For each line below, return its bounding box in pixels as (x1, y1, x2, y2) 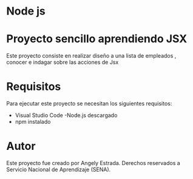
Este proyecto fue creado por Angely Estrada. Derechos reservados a (6, 160, 180, 166)
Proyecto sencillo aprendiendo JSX (6, 32, 188, 46)
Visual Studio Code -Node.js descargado (15, 112, 118, 119)
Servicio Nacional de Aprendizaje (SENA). (6, 166, 111, 173)
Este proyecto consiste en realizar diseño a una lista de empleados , (6, 52, 177, 59)
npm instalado (15, 118, 51, 126)
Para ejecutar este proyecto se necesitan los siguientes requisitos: (6, 100, 172, 107)
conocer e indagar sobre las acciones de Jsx (6, 59, 119, 66)
